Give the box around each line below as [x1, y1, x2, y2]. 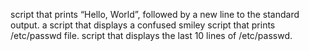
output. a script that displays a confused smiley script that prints [10, 19, 276, 31]
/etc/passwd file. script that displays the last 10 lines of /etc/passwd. [10, 30, 293, 41]
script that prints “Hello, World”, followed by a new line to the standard [10, 9, 300, 20]
